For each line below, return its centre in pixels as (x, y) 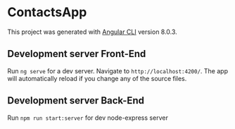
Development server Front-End (77, 54)
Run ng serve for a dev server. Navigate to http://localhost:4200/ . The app (118, 70)
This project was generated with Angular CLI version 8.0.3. (92, 32)
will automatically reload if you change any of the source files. (97, 78)
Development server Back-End (76, 100)
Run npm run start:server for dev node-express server (88, 118)
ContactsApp (47, 12)
